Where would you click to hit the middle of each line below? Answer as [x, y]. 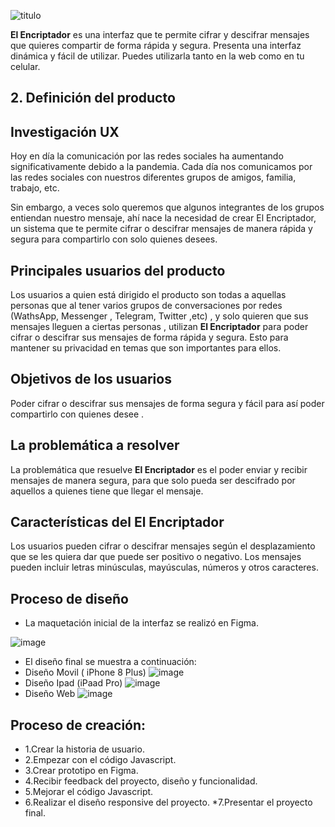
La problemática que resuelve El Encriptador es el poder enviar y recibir [159, 469]
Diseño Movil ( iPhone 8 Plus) [85, 672]
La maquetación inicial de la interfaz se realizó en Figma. [141, 623]
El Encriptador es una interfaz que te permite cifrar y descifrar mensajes [160, 34]
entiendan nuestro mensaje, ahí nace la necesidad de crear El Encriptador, [163, 218]
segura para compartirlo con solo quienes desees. [114, 239]
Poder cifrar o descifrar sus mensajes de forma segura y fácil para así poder [167, 403]
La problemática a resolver [95, 445]
